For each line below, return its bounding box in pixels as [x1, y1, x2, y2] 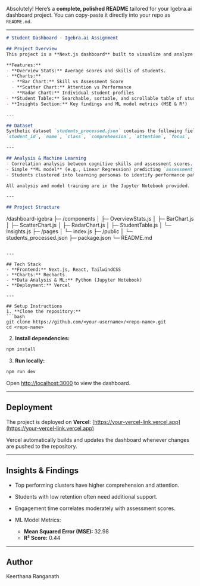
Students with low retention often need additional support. [14, 493, 158, 500]
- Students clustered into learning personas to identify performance [6, 172, 185, 178]
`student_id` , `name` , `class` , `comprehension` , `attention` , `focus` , [6, 134, 190, 140]
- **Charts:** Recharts [6, 272, 65, 278]
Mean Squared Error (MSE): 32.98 [23, 527, 109, 535]
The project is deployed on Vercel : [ [6, 418, 95, 425]
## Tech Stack [6, 261, 42, 268]
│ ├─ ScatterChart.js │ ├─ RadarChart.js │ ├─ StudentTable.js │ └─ [6, 221, 171, 229]
